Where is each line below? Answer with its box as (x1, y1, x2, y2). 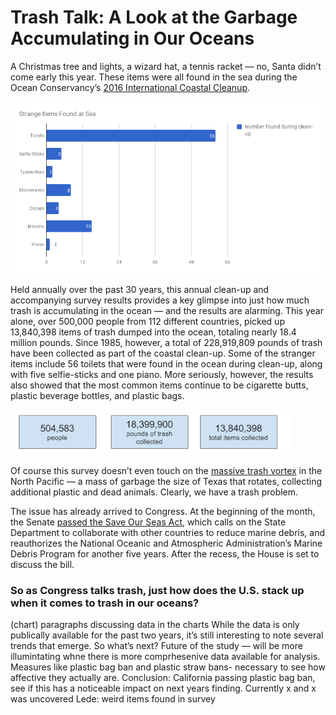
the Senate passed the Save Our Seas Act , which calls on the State (10, 516, 287, 528)
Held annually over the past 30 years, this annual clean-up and (10, 284, 270, 296)
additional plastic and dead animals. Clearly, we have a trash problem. (10, 486, 299, 498)
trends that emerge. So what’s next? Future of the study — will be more (10, 640, 303, 652)
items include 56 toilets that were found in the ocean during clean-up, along (10, 358, 323, 370)
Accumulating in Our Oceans (10, 27, 255, 50)
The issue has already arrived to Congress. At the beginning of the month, (10, 506, 316, 518)
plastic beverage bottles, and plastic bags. (10, 390, 185, 402)
